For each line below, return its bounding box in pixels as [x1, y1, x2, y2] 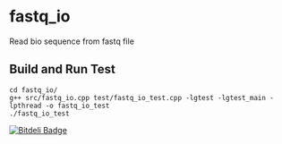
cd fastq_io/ [9, 85, 58, 95]
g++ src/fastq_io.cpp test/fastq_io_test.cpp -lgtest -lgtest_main [9, 93, 267, 102]
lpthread [9, 101, 42, 110]
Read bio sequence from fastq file [9, 36, 134, 47]
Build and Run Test [9, 62, 116, 77]
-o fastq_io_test [45, 101, 110, 110]
